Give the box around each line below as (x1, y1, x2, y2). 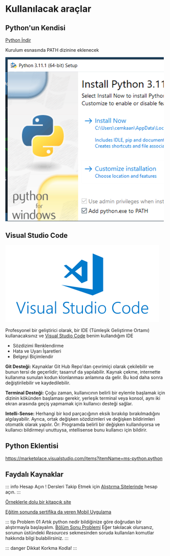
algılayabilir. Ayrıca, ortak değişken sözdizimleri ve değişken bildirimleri (5, 416, 155, 422)
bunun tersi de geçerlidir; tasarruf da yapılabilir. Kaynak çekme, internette (5, 368, 161, 375)
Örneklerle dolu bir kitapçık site (5, 499, 72, 505)
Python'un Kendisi (5, 24, 66, 32)
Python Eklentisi (5, 442, 59, 450)
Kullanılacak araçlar (5, 3, 92, 15)
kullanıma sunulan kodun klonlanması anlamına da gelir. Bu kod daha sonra (5, 374, 163, 380)
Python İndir (5, 37, 31, 43)
